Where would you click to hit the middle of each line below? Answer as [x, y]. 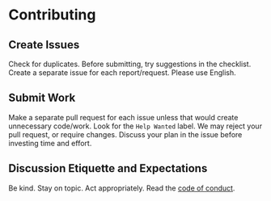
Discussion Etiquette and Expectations [108, 168]
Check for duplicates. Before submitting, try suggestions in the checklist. [130, 64]
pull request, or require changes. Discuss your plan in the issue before [125, 134]
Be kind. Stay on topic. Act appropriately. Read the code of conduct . [122, 188]
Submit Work [42, 98]
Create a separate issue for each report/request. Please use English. [122, 73]
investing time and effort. [50, 143]
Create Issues [44, 45]
